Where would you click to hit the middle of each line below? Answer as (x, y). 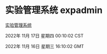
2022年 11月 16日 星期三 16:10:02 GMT (45, 46)
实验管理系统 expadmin (54, 10)
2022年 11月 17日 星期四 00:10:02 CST (44, 35)
